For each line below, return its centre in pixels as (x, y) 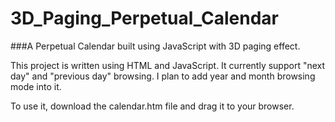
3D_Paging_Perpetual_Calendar (144, 18)
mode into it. (36, 86)
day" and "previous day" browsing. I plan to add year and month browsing (163, 76)
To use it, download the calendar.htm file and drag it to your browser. (152, 106)
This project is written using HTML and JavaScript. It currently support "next (168, 65)
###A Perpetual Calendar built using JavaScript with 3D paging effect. (155, 46)
